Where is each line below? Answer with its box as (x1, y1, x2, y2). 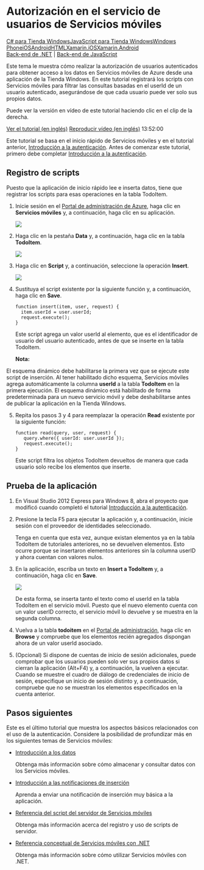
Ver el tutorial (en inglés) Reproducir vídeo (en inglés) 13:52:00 (6, 125, 164, 132)
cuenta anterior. (15, 690, 55, 697)
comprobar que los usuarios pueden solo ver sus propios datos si (15, 658, 180, 665)
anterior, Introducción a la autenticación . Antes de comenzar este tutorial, (6, 143, 191, 151)
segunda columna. (15, 614, 62, 622)
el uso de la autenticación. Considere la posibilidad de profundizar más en (6, 731, 192, 738)
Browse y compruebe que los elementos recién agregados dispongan (15, 633, 191, 640)
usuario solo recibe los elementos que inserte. (15, 463, 132, 470)
